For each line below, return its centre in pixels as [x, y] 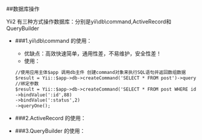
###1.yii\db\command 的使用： [53, 41]
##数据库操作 [23, 9]
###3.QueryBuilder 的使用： [50, 131]
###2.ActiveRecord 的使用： [50, 118]
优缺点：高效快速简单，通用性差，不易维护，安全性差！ [93, 53]
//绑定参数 [27, 84]
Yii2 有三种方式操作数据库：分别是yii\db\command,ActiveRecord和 [89, 22]
